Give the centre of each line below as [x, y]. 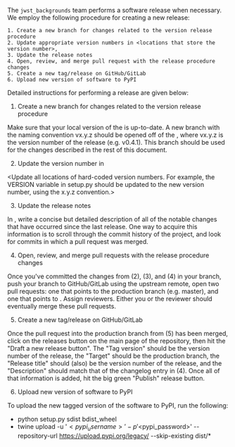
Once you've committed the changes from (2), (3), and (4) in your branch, [114, 276]
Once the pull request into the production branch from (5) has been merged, [118, 333]
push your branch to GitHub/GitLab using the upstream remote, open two [113, 284]
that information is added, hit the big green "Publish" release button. [106, 378]
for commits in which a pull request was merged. [78, 241]
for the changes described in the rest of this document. [87, 150]
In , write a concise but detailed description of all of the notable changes [112, 219]
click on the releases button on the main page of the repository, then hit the [117, 341]
